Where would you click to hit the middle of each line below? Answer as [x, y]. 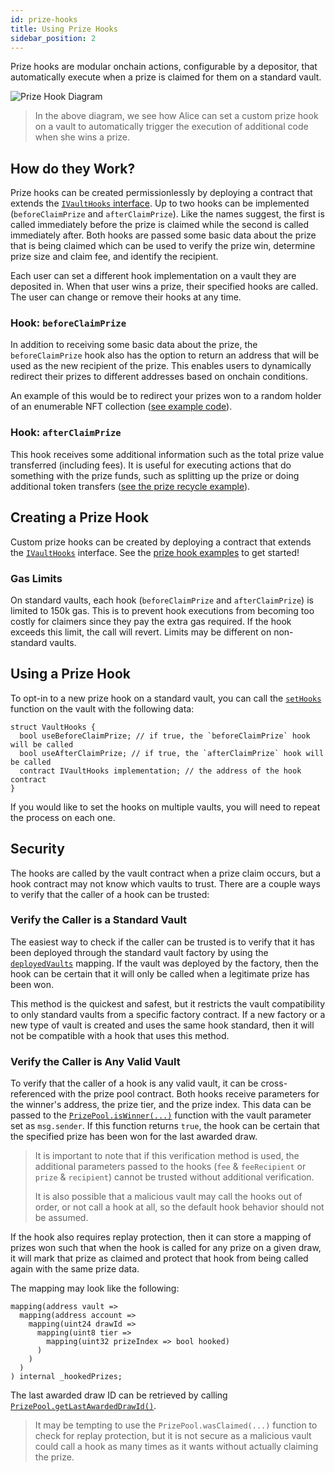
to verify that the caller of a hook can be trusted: [110, 894]
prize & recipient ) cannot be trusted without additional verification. [174, 1177]
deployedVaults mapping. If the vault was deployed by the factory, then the [164, 963]
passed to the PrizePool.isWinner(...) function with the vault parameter [161, 1115]
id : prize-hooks [44, 19]
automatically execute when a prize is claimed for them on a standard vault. [166, 77]
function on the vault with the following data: [102, 708]
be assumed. [61, 1218]
